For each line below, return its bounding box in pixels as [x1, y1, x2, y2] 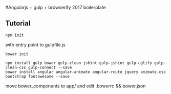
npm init [5, 33, 24, 38]
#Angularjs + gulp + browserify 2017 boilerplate [5, 5, 106, 10]
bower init [5, 51, 29, 57]
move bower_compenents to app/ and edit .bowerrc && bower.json [5, 83, 146, 89]
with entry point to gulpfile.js [5, 41, 66, 48]
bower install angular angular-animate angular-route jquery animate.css [5, 69, 166, 75]
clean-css [5, 65, 27, 70]
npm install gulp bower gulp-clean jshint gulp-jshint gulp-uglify [5, 60, 153, 65]
